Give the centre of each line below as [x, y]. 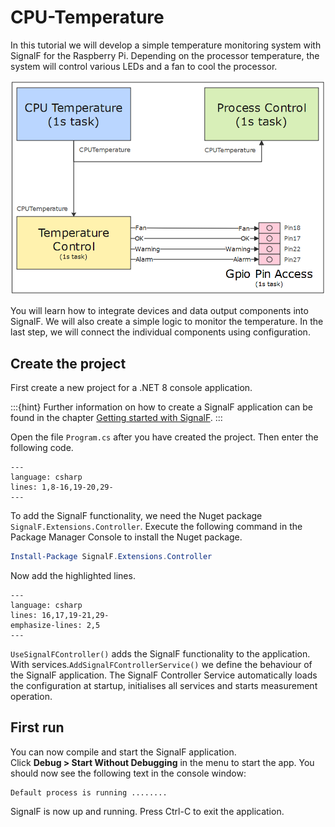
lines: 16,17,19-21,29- [60, 615]
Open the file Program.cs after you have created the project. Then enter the [164, 437]
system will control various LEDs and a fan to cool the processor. [144, 66]
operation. [31, 696]
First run [37, 727]
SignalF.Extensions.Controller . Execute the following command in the [156, 527]
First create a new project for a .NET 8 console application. [131, 388]
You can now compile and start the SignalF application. [123, 752]
